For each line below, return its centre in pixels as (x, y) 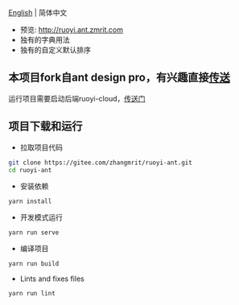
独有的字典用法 (45, 40)
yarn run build (34, 264)
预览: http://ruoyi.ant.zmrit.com (71, 30)
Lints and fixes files (52, 279)
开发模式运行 (41, 217)
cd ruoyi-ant (30, 170)
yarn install (30, 202)
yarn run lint (32, 294)
